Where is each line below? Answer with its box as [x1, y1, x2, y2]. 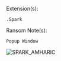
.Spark [6, 17, 23, 23]
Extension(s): [6, 5, 38, 12]
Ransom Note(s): [6, 27, 47, 34]
